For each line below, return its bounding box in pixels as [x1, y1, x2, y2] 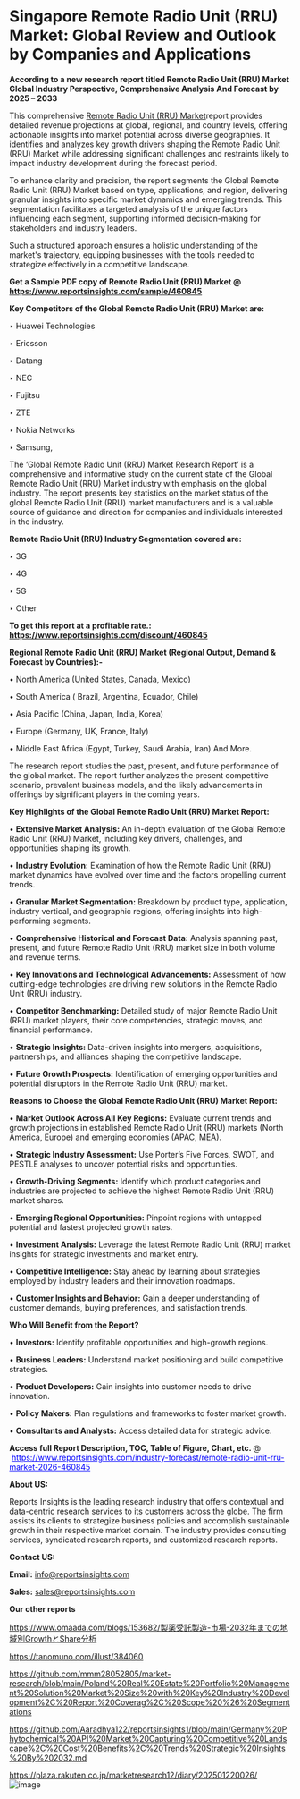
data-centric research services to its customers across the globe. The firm [9, 1506, 284, 1516]
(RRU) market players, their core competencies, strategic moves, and [9, 1014, 263, 1025]
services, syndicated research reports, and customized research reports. [9, 1534, 279, 1545]
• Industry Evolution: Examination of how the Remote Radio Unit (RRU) [9, 860, 271, 870]
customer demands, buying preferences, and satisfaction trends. [9, 1302, 248, 1312]
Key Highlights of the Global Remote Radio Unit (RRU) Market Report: [9, 806, 270, 817]
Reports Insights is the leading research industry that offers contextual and [9, 1496, 284, 1506]
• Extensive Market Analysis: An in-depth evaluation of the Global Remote [9, 823, 286, 834]
